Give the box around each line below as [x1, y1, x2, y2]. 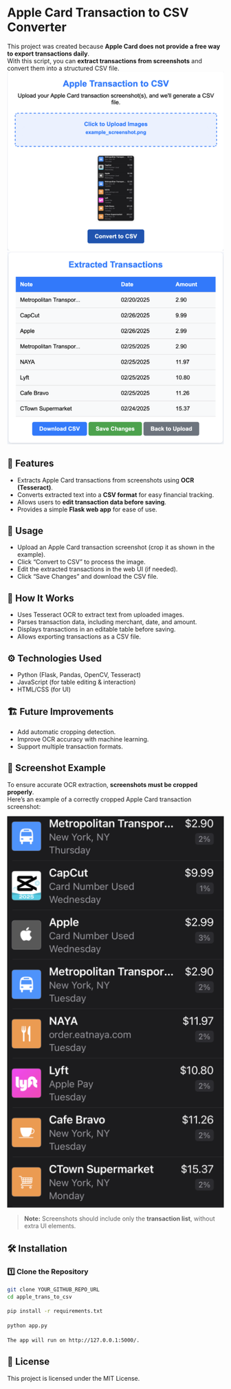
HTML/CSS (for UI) [16, 685, 71, 693]
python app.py [7, 1322, 48, 1329]
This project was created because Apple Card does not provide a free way [7, 42, 221, 50]
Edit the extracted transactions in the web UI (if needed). [16, 565, 178, 573]
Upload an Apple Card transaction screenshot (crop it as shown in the [16, 543, 215, 551]
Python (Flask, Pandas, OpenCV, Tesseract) [16, 670, 141, 678]
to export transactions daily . [7, 49, 90, 58]
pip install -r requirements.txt [7, 1308, 103, 1315]
